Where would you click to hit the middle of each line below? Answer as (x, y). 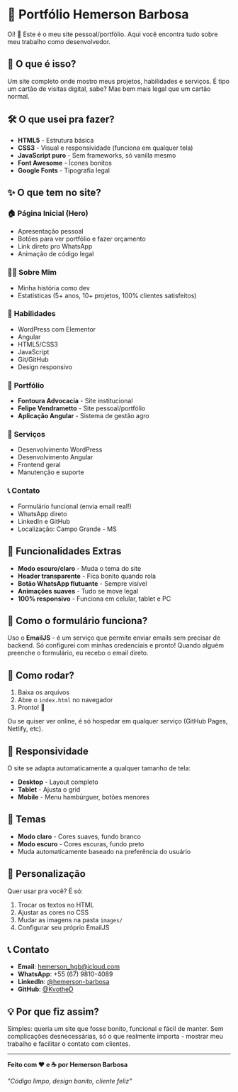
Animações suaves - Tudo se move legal (78, 591)
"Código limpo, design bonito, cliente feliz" (70, 1081)
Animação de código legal (56, 254)
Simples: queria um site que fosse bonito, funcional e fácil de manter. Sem (116, 1029)
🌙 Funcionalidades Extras (64, 551)
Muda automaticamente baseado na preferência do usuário (104, 851)
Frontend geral (39, 465)
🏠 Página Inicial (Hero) (48, 213)
